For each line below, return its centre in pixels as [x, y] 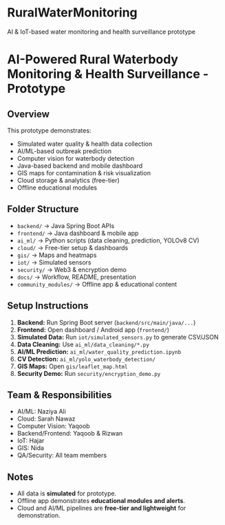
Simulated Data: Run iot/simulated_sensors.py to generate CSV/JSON [118, 337]
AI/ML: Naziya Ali [42, 412]
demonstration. [39, 515]
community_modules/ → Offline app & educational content [97, 284]
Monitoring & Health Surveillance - [108, 74]
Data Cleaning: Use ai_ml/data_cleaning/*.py [83, 344]
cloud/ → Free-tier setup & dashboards [73, 247]
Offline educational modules [57, 188]
